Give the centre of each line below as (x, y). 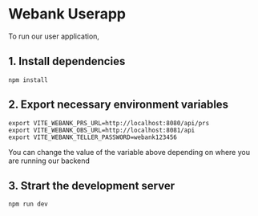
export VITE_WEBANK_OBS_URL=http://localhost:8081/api (102, 130)
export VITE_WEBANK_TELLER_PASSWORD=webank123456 (93, 137)
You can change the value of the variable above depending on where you (129, 152)
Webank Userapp (67, 14)
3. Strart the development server (92, 185)
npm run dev (28, 204)
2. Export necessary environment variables (119, 105)
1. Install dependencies (67, 61)
